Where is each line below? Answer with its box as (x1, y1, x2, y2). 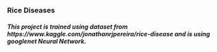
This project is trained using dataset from (7, 23, 128, 31)
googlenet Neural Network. (7, 37, 87, 45)
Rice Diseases (7, 5, 55, 15)
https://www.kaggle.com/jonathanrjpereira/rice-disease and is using (7, 29, 210, 38)
